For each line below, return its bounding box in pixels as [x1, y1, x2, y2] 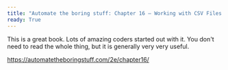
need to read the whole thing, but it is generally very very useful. [7, 42, 190, 50]
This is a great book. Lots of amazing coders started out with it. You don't [7, 35, 214, 43]
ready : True [7, 16, 41, 23]
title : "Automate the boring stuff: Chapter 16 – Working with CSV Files [7, 10, 223, 17]
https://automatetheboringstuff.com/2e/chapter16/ [7, 55, 149, 63]
